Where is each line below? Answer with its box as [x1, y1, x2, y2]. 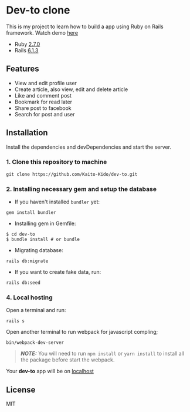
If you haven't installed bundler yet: [14, 198, 100, 206]
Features [6, 64, 39, 74]
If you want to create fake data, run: [14, 269, 101, 276]
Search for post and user [14, 110, 75, 118]
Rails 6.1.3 [14, 46, 39, 53]
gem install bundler [6, 210, 57, 216]
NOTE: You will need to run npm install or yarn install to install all [20, 350, 185, 357]
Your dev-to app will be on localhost [6, 368, 94, 375]
